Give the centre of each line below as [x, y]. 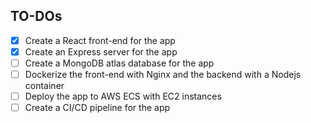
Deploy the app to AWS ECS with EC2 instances [123, 96]
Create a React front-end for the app [100, 40]
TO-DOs [36, 16]
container [44, 86]
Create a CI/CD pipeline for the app [97, 108]
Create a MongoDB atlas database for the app [119, 63]
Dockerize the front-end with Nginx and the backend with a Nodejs [163, 74]
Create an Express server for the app [101, 51]
